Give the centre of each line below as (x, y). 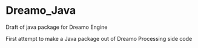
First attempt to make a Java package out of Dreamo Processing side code (99, 38)
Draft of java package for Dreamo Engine (57, 27)
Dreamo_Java (41, 10)
